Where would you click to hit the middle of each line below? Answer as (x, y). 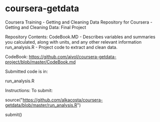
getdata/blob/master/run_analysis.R (41, 105)
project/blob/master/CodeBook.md (40, 62)
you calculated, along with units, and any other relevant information (73, 42)
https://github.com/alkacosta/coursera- (63, 100)
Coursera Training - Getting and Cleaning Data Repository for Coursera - (79, 22)
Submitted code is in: (27, 71)
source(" (14, 100)
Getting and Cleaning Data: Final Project (46, 27)
